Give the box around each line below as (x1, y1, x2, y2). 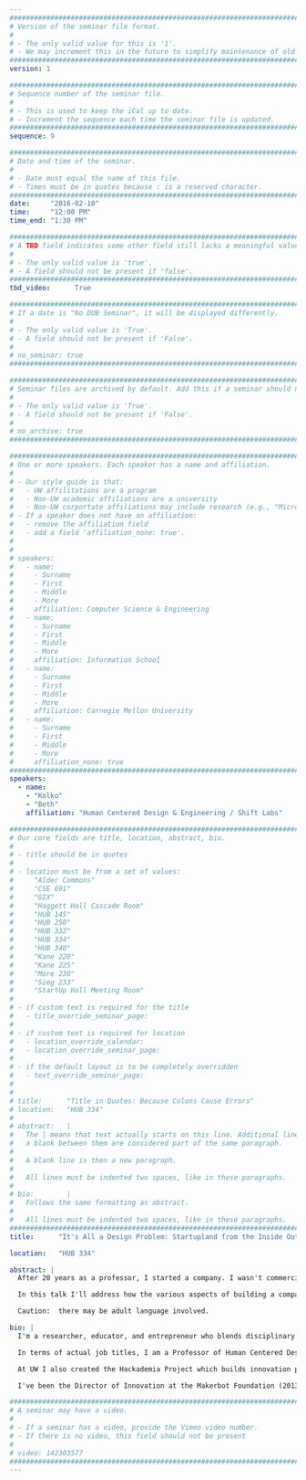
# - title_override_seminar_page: (9, 1012, 148, 1021)
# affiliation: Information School (9, 656, 161, 665)
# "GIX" (9, 892, 55, 902)
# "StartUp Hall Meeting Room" (9, 986, 145, 995)
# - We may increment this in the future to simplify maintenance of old (9, 47, 296, 57)
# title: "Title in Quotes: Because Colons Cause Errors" (9, 1097, 255, 1106)
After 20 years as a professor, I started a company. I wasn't (17, 1274, 262, 1283)
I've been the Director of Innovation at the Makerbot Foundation (17, 1380, 275, 1391)
